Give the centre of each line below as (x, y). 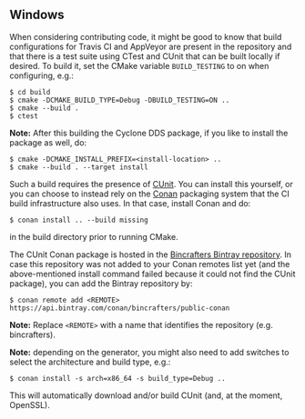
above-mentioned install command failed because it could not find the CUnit (152, 274)
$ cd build (30, 92)
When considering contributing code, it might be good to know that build (146, 36)
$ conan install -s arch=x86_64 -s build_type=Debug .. (117, 378)
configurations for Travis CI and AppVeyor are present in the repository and (151, 46)
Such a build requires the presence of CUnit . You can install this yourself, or (152, 184)
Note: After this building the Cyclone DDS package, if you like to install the (149, 133)
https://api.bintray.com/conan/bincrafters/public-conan (120, 308)
